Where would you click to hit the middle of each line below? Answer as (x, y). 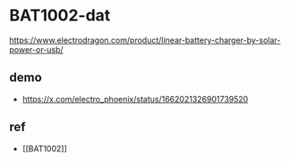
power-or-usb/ (37, 49)
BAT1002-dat (60, 16)
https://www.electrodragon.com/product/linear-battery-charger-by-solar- (145, 40)
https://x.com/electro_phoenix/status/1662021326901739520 (135, 99)
